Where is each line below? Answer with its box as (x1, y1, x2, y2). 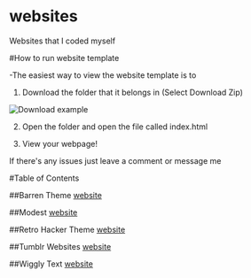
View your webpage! (21, 138, 98, 149)
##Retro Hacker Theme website (9, 224, 126, 235)
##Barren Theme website (9, 189, 102, 200)
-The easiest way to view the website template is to (9, 69, 197, 81)
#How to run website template (9, 52, 120, 63)
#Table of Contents (9, 173, 80, 183)
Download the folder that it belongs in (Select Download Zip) (21, 87, 244, 97)
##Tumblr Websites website (9, 241, 112, 251)
